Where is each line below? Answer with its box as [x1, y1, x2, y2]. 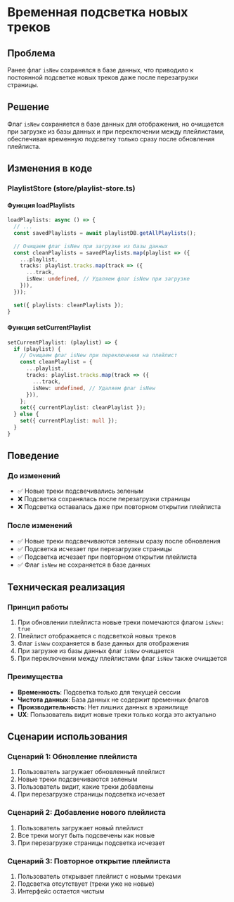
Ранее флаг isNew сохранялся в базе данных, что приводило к [7, 66, 194, 74]
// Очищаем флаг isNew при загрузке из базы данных [13, 243, 169, 250]
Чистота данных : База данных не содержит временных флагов [17, 695, 209, 704]
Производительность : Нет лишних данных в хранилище [17, 702, 188, 711]
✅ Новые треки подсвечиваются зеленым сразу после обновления [17, 536, 221, 545]
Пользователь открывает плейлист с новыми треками [17, 872, 181, 881]
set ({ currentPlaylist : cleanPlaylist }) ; [20, 404, 146, 411]
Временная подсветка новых [7, 4, 188, 20]
